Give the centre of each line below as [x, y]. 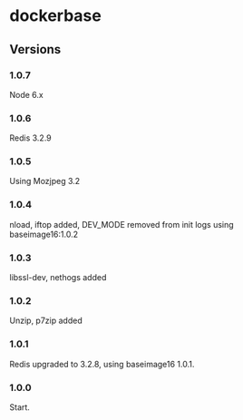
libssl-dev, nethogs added [58, 278]
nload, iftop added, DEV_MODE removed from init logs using [121, 224]
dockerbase [55, 16]
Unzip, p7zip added [46, 321]
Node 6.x [26, 94]
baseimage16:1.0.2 [44, 234]
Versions [35, 49]
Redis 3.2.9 [30, 138]
